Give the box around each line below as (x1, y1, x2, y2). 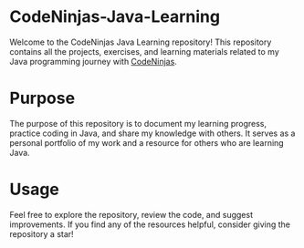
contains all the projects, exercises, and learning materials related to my (9, 46, 280, 57)
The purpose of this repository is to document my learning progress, (9, 118, 267, 129)
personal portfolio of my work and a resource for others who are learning (9, 137, 285, 148)
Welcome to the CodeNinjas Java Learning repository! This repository (9, 36, 272, 47)
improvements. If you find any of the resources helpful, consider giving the (9, 219, 290, 230)
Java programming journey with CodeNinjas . (9, 56, 178, 67)
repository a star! (9, 228, 75, 239)
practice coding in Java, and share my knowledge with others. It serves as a (9, 128, 296, 139)
